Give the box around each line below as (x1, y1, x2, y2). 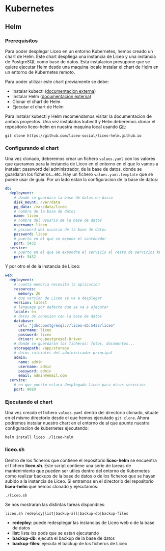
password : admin (18, 368, 52, 373)
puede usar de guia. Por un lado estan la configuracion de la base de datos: (5, 177, 159, 183)
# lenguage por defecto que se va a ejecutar (14, 305, 109, 310)
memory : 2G (18, 291, 41, 296)
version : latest (14, 300, 48, 305)
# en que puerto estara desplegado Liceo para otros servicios (14, 382, 146, 388)
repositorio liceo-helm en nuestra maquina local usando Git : (5, 124, 126, 130)
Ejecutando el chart (5, 398, 53, 405)
